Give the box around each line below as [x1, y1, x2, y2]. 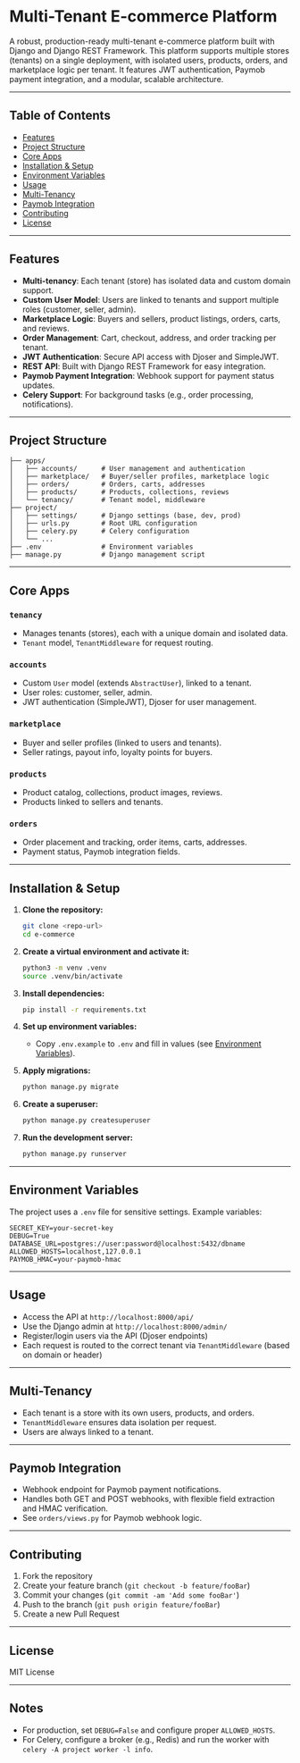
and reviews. [21, 323, 70, 333]
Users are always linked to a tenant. [21, 1426, 154, 1437]
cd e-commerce [21, 929, 75, 939]
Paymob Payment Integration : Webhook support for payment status [21, 370, 275, 381]
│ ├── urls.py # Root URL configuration [9, 519, 198, 528]
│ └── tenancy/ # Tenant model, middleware [9, 496, 205, 505]
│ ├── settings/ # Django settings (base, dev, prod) [9, 511, 242, 520]
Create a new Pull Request [21, 1608, 121, 1619]
